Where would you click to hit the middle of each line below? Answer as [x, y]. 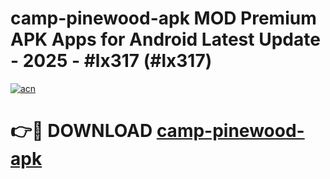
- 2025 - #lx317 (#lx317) [111, 61]
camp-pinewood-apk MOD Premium [163, 18]
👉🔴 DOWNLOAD [81, 131]
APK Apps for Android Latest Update [165, 39]
